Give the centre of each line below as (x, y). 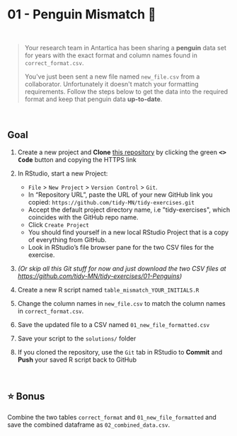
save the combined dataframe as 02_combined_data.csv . (89, 425)
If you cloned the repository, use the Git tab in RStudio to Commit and (120, 352)
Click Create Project (59, 224)
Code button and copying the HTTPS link (77, 159)
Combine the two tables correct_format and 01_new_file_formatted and (112, 417)
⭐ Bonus (26, 397)
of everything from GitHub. (67, 239)
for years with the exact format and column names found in (111, 55)
